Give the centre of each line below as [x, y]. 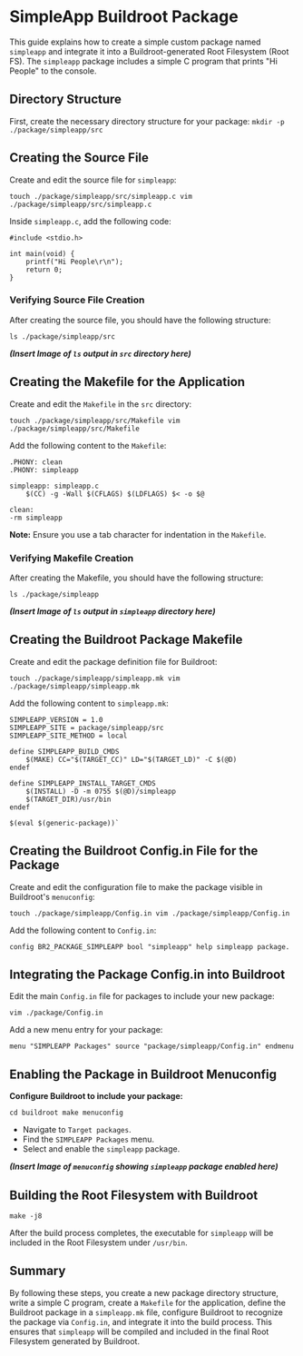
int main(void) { [42, 253]
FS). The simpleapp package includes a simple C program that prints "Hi [144, 61]
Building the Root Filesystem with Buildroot [134, 1195]
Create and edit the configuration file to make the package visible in [136, 886]
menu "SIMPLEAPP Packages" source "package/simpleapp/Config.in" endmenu [152, 1046]
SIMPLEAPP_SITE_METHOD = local [68, 736]
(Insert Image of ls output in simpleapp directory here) [112, 611]
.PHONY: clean [36, 462]
